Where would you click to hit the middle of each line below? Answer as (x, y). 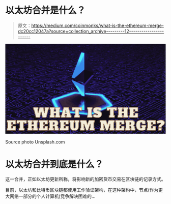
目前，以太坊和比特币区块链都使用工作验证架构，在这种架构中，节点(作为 (82, 190)
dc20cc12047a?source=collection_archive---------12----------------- (91, 31)
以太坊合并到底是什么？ (54, 164)
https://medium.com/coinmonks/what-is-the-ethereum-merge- (98, 25)
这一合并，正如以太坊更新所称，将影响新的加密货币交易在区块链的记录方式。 (85, 179)
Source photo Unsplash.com (35, 142)
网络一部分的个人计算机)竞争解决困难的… (52, 196)
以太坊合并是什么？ (46, 10)
